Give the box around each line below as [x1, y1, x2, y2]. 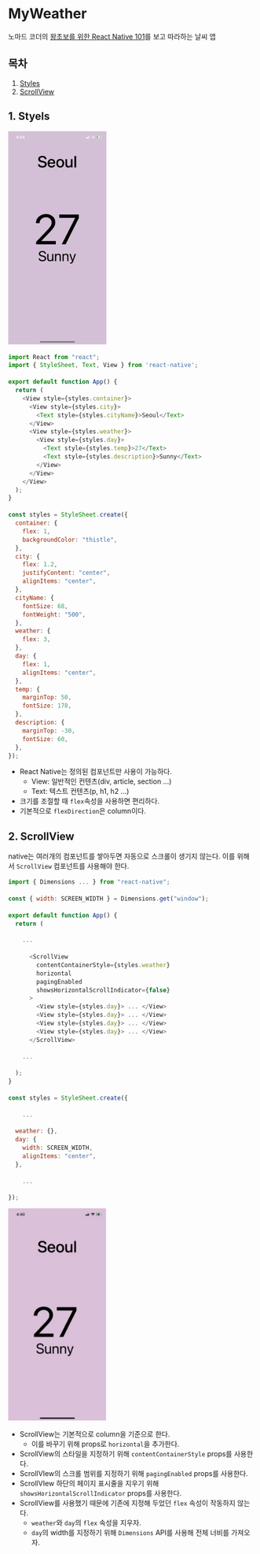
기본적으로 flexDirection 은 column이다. [19, 807, 147, 816]
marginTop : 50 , [22, 694, 72, 702]
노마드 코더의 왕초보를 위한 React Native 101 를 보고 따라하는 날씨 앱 [8, 32, 216, 41]
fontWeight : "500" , [22, 610, 86, 618]
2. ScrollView [8, 829, 75, 843]
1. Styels [8, 109, 50, 123]
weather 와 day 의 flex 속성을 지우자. [31, 1518, 141, 1528]
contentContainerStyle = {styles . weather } [36, 961, 170, 969]
